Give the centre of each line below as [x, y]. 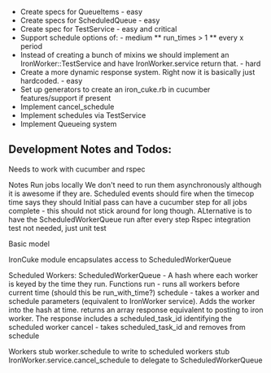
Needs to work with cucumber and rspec [77, 169]
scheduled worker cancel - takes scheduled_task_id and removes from [127, 327]
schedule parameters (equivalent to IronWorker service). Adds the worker [132, 301]
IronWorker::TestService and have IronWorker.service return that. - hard [140, 63]
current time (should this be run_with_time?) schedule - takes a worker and [134, 293]
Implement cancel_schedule [67, 106]
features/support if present [66, 98]
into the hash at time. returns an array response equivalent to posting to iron [136, 310]
